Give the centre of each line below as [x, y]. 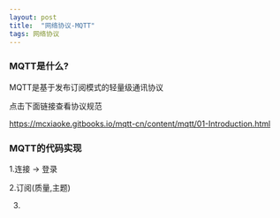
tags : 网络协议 [34, 34]
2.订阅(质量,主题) [40, 187]
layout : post [33, 17]
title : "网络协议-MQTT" [52, 26]
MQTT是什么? [39, 66]
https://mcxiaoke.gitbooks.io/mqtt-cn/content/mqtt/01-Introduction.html [140, 124]
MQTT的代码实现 [45, 148]
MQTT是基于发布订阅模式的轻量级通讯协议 [87, 87]
